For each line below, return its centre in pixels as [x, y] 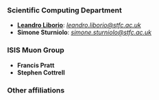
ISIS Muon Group [36, 50]
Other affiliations [36, 90]
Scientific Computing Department [64, 10]
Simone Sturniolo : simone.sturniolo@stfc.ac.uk [84, 32]
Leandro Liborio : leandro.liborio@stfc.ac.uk [79, 25]
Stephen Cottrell [41, 72]
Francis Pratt [36, 65]
